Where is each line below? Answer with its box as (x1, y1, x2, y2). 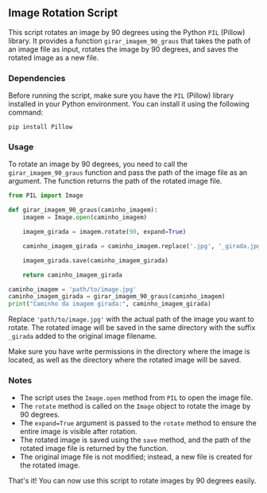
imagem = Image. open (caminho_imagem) (22, 214, 148, 222)
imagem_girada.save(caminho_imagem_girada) (22, 256, 169, 265)
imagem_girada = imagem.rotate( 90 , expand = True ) (22, 228, 187, 236)
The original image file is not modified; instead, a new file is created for (19, 452, 253, 462)
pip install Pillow (8, 123, 73, 131)
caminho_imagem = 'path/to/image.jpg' (8, 285, 137, 293)
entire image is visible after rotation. (19, 427, 137, 437)
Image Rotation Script (8, 6, 118, 20)
